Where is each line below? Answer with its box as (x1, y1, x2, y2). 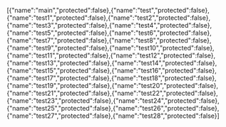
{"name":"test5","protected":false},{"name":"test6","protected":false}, (6, 28, 212, 37)
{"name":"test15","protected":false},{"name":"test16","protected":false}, (6, 67, 217, 74)
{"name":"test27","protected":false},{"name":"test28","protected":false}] (6, 111, 220, 120)
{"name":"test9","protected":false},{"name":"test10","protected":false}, (6, 44, 215, 52)
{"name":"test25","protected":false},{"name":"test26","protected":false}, (6, 104, 220, 112)
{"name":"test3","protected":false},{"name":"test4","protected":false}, (6, 21, 212, 29)
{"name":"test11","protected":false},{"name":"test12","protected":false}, (6, 51, 216, 60)
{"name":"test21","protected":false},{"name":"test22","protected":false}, (6, 89, 218, 97)
